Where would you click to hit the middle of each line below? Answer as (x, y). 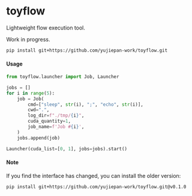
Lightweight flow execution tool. (46, 28)
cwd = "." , (39, 110)
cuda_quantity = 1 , (49, 121)
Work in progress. (28, 39)
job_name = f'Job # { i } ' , (56, 127)
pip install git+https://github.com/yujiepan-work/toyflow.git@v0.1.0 (96, 187)
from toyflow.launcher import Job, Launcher (63, 77)
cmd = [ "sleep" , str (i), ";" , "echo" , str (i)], (86, 104)
